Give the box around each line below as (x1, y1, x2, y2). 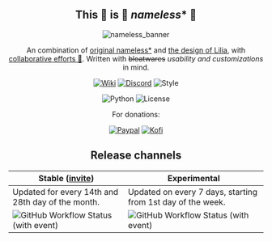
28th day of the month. (12, 196, 100, 207)
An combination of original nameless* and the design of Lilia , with (26, 45, 246, 55)
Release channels (90, 149, 182, 163)
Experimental (167, 172, 220, 184)
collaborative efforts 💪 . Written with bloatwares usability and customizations (8, 53, 264, 63)
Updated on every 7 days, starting (128, 186, 257, 197)
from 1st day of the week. (128, 196, 226, 207)
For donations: (112, 109, 160, 119)
